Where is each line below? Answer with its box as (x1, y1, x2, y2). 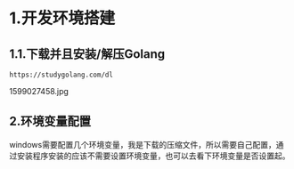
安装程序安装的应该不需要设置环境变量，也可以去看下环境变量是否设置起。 (16, 150, 290, 161)
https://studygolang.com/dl (9, 70, 114, 79)
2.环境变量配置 (9, 114, 92, 129)
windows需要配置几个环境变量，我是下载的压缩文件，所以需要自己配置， (9, 139, 276, 149)
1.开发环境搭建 (9, 8, 116, 28)
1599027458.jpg (9, 86, 69, 96)
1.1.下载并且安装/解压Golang (9, 46, 166, 61)
